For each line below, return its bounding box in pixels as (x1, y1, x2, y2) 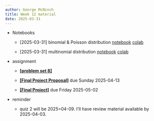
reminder (12, 96, 31, 102)
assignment (12, 59, 36, 64)
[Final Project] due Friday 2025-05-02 (19, 87, 98, 93)
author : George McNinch (5, 7, 54, 12)
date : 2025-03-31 (5, 16, 41, 21)
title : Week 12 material (5, 12, 56, 17)
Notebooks (12, 30, 35, 36)
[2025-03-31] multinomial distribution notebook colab (19, 49, 129, 55)
